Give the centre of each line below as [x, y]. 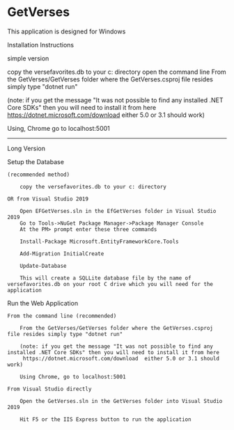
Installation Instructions [41, 45]
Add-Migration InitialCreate [62, 254]
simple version [28, 58]
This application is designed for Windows [67, 31]
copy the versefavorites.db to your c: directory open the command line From [117, 72]
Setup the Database [36, 161]
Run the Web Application [43, 303]
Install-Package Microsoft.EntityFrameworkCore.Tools [99, 241]
